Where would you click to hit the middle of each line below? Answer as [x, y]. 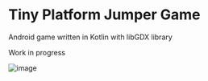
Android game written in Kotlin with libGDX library [91, 37]
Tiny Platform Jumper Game [104, 15]
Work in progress [37, 52]
